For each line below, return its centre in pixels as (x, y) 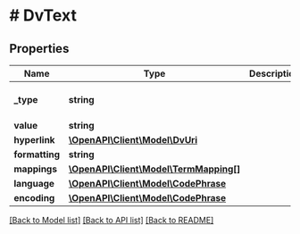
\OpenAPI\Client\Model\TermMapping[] (154, 169)
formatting (37, 155)
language (34, 184)
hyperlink (34, 140)
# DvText (43, 16)
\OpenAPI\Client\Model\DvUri (133, 140)
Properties (39, 49)
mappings (36, 169)
